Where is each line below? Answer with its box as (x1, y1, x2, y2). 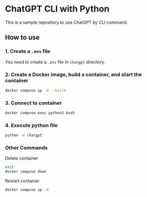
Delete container (5, 155, 38, 161)
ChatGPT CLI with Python (5, 3, 110, 15)
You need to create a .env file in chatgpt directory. (5, 59, 105, 65)
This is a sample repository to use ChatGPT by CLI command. (5, 19, 128, 25)
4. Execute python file (5, 122, 58, 129)
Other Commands (5, 144, 48, 151)
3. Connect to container (5, 99, 62, 106)
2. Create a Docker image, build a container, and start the (5, 71, 142, 78)
